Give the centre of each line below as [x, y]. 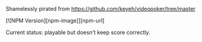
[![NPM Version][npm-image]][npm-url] [55, 20]
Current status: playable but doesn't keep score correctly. [78, 32]
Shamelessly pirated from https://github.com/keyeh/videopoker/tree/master [101, 9]
